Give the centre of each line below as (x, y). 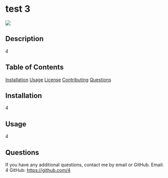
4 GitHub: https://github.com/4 (38, 170)
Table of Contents (35, 67)
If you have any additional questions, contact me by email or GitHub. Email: (85, 165)
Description (24, 39)
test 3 (18, 9)
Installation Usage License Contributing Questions (58, 79)
